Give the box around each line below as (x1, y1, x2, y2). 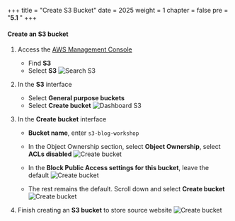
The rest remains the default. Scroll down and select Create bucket (28, 185, 225, 193)
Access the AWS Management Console (17, 45, 132, 54)
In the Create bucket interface (17, 115, 107, 124)
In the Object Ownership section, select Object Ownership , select (28, 143, 221, 151)
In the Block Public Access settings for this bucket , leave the (28, 164, 210, 172)
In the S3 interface (17, 80, 72, 89)
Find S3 (28, 59, 52, 68)
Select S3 (28, 66, 57, 75)
